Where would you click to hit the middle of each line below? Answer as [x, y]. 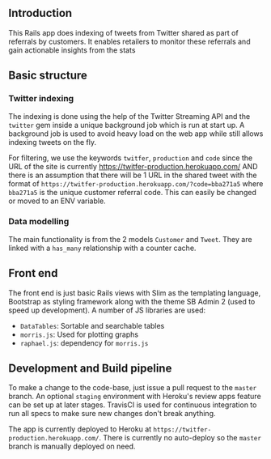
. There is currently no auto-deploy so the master [180, 438]
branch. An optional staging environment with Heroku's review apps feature [135, 397]
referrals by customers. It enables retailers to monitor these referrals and [129, 41]
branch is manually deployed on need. [72, 446]
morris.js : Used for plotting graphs [79, 334]
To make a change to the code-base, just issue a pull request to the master [133, 388]
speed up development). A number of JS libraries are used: [107, 310]
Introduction [40, 13]
